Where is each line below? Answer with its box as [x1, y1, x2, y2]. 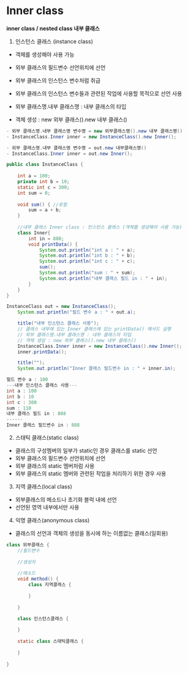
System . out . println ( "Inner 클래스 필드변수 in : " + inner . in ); [17, 366, 176, 372]
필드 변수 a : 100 [6, 377, 48, 383]
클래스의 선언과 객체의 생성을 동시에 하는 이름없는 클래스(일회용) [15, 530, 168, 537]
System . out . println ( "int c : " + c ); [39, 258, 136, 265]
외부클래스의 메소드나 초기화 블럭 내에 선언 [15, 496, 118, 503]
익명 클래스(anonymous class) [15, 517, 90, 524]
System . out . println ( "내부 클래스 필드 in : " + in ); [39, 275, 168, 282]
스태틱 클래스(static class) [15, 434, 80, 442]
